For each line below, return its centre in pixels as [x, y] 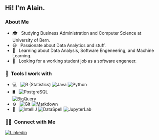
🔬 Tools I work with [29, 73]
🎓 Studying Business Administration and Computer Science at [77, 33]
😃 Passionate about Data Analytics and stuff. [59, 45]
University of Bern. [31, 40]
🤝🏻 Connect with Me [30, 122]
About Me [17, 22]
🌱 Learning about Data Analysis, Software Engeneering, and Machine [83, 50]
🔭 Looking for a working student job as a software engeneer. [74, 61]
